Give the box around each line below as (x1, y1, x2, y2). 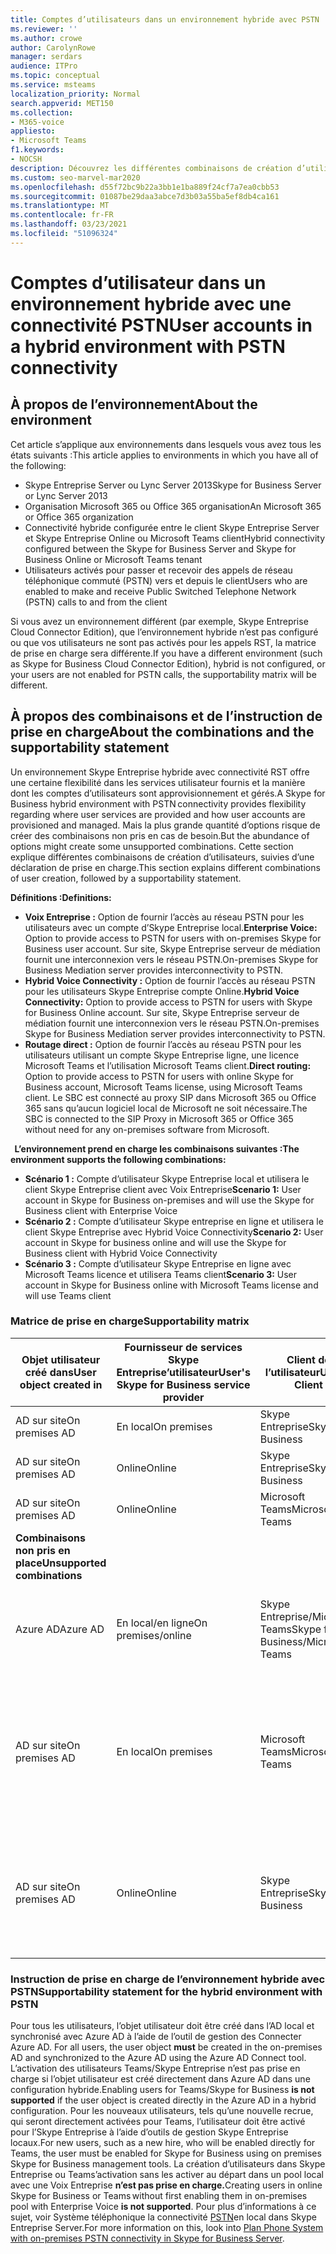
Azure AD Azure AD (15, 1622, 105, 1636)
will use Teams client (24, 1289, 112, 1301)
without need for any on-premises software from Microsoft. (24, 1123, 270, 1135)
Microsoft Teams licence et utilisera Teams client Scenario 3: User (24, 1268, 298, 1280)
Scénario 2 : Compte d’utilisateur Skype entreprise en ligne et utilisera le (24, 1215, 324, 1227)
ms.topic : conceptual (10, 71, 101, 81)
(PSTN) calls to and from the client (24, 596, 168, 608)
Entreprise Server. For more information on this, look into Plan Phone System (10, 2222, 324, 2234)
